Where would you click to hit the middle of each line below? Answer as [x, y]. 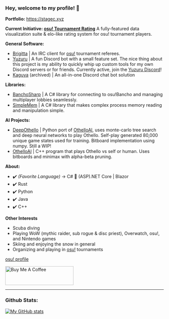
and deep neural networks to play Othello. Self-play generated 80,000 [85, 135]
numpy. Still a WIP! [32, 146]
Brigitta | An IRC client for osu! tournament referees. [66, 54]
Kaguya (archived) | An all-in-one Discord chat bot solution [74, 75]
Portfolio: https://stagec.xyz [35, 19]
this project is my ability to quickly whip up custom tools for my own [83, 64]
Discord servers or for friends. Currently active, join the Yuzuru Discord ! [87, 69]
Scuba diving [26, 228]
